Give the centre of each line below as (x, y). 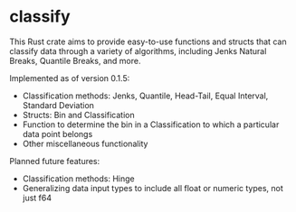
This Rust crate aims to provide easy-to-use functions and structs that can (148, 41)
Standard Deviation (58, 105)
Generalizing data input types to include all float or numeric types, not (153, 188)
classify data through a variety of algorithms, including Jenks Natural (138, 51)
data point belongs (57, 134)
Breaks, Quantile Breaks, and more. (75, 60)
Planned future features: (55, 161)
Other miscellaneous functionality (85, 143)
